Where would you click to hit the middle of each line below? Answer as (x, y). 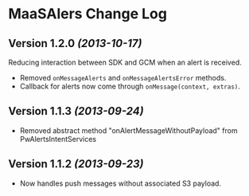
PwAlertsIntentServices (58, 139)
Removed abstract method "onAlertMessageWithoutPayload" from (128, 130)
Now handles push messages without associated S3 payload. (120, 183)
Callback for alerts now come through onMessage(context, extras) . (130, 86)
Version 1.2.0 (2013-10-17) (75, 43)
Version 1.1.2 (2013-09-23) (76, 164)
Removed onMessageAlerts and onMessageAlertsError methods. (123, 78)
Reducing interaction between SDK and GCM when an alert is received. (125, 62)
